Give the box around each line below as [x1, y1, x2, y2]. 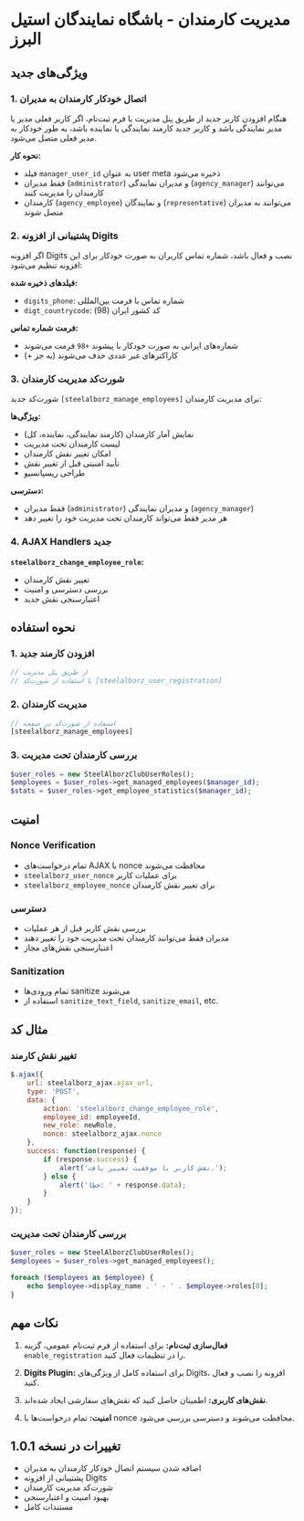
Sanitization [10, 965, 65, 978]
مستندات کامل [23, 1502, 74, 1513]
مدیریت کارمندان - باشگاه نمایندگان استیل [10, 9, 291, 30]
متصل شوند [23, 206, 64, 217]
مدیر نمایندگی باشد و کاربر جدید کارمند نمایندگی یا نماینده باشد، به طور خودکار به [10, 122, 282, 133]
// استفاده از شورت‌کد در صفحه [10, 719, 116, 728]
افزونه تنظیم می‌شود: [10, 260, 83, 271]
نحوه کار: [10, 150, 42, 161]
